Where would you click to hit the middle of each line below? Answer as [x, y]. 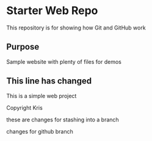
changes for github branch [40, 131]
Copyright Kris [24, 107]
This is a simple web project [42, 96]
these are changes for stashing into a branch [63, 120]
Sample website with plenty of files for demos [64, 61]
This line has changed [49, 81]
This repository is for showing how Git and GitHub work [76, 28]
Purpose [23, 47]
